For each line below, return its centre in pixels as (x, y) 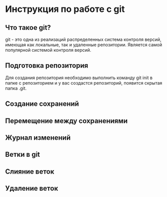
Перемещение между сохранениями (67, 121)
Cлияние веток (30, 171)
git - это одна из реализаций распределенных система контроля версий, (83, 39)
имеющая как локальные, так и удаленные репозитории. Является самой (84, 45)
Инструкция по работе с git (65, 9)
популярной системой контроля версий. (48, 50)
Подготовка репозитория (47, 66)
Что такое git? (28, 28)
